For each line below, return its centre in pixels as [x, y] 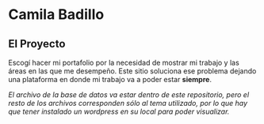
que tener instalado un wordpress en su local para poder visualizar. [119, 111]
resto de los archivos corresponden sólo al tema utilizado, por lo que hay [128, 103]
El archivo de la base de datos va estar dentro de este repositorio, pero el [129, 95]
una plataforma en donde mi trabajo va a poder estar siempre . [110, 79]
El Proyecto [37, 44]
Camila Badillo [56, 15]
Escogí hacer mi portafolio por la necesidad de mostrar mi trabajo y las [124, 62]
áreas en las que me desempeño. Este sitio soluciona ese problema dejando [132, 71]
